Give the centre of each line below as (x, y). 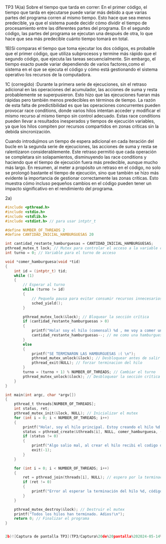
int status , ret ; (32, 409)
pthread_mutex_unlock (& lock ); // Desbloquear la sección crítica (92, 377)
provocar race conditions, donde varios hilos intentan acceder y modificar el (83, 110)
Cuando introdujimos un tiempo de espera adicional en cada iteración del (80, 141)
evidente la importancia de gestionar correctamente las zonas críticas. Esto (82, 178)
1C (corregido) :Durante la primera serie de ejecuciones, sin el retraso (76, 84)
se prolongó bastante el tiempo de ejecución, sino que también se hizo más (82, 173)
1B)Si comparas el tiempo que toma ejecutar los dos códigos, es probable (80, 48)
